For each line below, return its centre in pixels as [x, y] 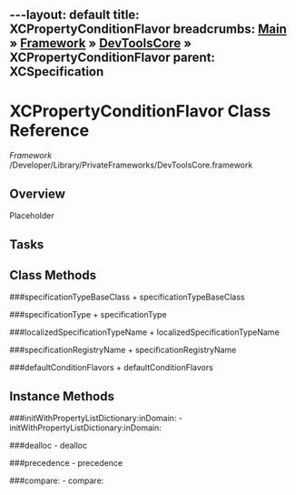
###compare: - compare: [57, 480]
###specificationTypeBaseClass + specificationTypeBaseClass [127, 297]
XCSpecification [57, 72]
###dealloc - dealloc [49, 446]
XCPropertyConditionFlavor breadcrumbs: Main [148, 30]
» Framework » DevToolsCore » [101, 43]
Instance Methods [62, 396]
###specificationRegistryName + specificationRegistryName [123, 350]
